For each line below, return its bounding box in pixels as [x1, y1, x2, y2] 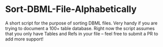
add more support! [5, 36, 44, 42]
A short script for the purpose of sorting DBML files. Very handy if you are [5, 20, 157, 26]
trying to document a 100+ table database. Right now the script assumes [5, 25, 155, 31]
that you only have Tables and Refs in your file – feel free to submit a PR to [5, 30, 158, 36]
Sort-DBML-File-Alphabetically [5, 3, 137, 15]
